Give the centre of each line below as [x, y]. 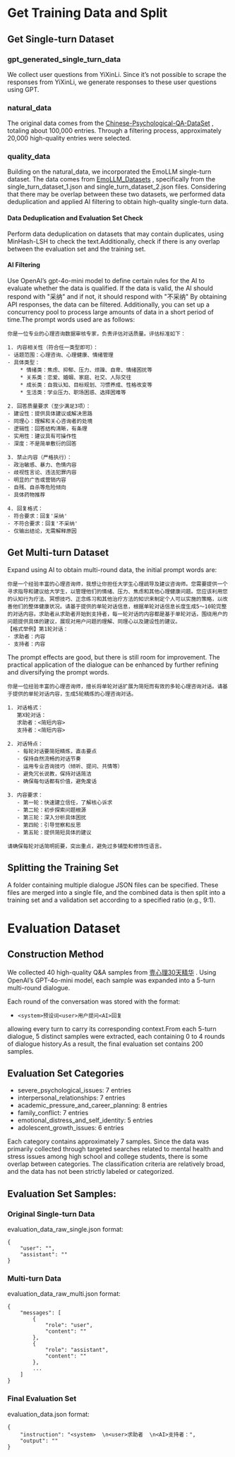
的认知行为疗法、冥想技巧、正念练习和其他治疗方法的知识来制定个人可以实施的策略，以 [115, 599]
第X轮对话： [32, 715]
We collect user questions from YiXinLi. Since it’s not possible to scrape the [117, 74]
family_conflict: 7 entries [53, 1113]
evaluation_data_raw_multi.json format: [64, 1294]
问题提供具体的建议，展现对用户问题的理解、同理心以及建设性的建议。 [94, 622]
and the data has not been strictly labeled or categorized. [91, 1172]
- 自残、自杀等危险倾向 [37, 487]
